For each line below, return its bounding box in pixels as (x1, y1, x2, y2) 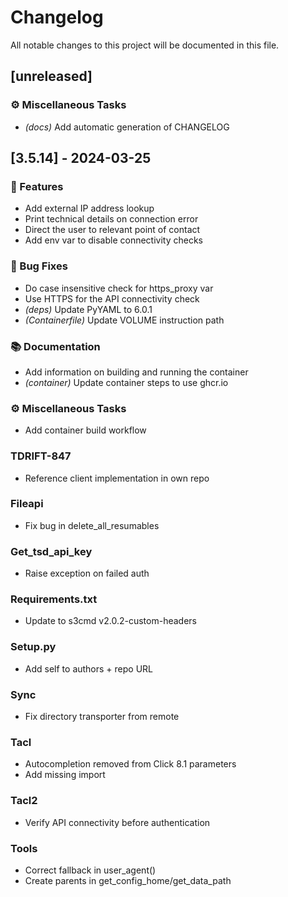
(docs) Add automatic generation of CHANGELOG (24, 121, 230, 133)
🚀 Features (10, 179, 64, 193)
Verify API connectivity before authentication (24, 816, 211, 828)
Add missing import (24, 769, 106, 781)
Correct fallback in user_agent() (24, 864, 157, 876)
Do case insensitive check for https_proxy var (24, 282, 214, 294)
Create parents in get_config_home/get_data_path (24, 874, 232, 886)
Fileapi (10, 497, 44, 511)
